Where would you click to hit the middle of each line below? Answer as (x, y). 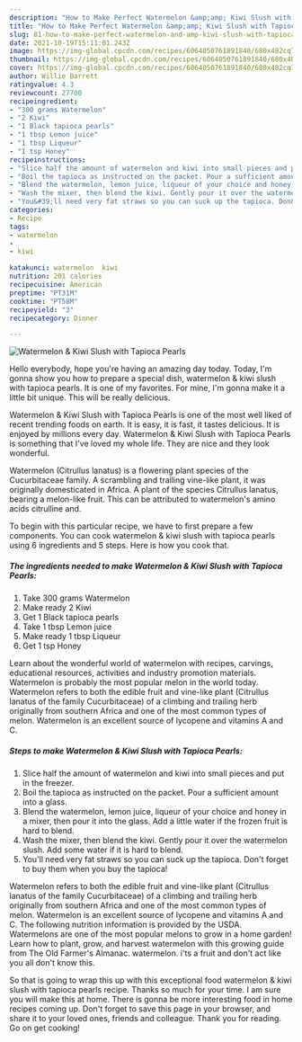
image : (22, 51)
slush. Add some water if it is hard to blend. (103, 850)
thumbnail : (30, 59)
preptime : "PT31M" (44, 293)
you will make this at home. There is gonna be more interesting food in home (151, 1000)
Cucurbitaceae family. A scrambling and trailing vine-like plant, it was (138, 480)
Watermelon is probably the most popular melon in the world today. (134, 682)
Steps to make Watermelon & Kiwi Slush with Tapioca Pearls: (126, 751)
